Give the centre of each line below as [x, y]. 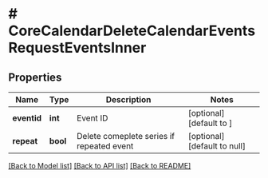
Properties [35, 77]
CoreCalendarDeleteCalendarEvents [132, 31]
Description [128, 99]
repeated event [105, 146]
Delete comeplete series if [126, 136]
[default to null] [217, 146]
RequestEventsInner [77, 48]
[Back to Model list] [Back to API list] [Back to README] [100, 166]
